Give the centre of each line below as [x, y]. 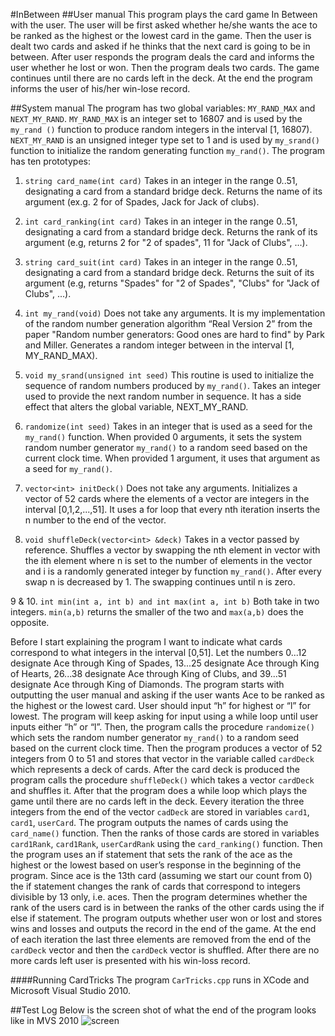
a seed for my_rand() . [68, 468]
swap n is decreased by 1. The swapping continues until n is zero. [160, 582]
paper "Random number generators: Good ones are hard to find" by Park [174, 334]
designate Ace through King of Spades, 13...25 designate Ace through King [165, 663]
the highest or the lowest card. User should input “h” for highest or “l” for [160, 705]
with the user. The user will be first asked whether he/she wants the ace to [164, 25]
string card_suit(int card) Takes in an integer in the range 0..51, [161, 262]
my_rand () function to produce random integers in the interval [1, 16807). [161, 129]
